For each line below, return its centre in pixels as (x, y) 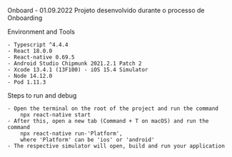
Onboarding (25, 18)
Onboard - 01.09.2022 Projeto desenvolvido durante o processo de (106, 10)
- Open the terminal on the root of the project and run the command (113, 108)
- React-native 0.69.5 (41, 57)
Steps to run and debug (42, 95)
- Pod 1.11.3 (27, 82)
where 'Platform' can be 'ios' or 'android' (87, 140)
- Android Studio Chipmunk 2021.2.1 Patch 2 (75, 64)
